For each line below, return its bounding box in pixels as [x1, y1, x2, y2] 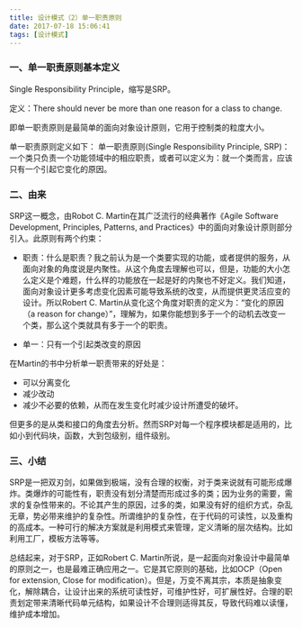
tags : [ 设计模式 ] [9, 30, 69, 39]
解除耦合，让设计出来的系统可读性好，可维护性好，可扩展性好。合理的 [24, 587, 285, 597]
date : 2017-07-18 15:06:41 [9, 22, 111, 31]
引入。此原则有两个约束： [9, 232, 104, 243]
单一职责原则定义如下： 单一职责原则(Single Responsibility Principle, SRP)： [9, 141, 290, 151]
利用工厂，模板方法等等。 [9, 533, 104, 544]
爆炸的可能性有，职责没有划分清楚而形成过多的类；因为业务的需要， [32, 488, 285, 499]
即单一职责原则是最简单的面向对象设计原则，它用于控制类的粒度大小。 [9, 122, 270, 132]
